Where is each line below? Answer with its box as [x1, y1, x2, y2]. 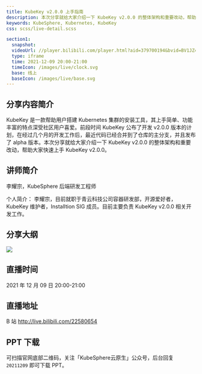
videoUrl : [11, 47, 36, 54]
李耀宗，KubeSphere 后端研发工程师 [6, 182, 97, 190]
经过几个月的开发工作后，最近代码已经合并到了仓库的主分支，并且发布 [22, 131, 196, 139]
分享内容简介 [6, 99, 54, 109]
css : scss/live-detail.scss [6, 25, 77, 32]
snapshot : [11, 42, 36, 48]
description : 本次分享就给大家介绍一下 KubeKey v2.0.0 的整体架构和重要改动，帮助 [6, 14, 197, 20]
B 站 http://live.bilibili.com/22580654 [6, 318, 97, 325]
